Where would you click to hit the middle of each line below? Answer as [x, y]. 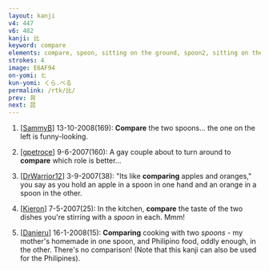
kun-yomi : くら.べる [40, 83]
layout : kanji [32, 16]
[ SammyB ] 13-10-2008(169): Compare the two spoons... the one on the [138, 128]
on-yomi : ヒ [28, 75]
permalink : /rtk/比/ [42, 90]
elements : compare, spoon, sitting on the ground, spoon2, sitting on [128, 53]
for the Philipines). [50, 258]
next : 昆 [22, 105]
